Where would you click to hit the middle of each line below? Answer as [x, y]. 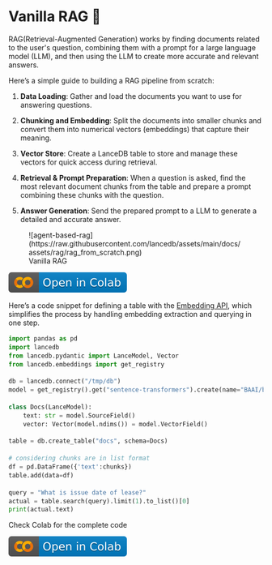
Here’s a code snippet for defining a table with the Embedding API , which [130, 305]
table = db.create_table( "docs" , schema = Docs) [88, 441]
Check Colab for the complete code [68, 525]
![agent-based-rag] [61, 235]
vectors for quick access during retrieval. [89, 162]
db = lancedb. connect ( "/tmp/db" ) [65, 381]
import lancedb [34, 347]
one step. [24, 323]
